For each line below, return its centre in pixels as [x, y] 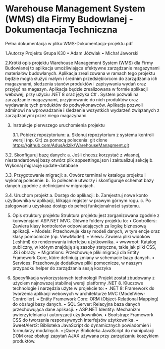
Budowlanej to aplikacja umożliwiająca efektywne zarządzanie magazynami [82, 68]
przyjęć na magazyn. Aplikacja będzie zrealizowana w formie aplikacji [76, 89]
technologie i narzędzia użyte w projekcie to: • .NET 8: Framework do [83, 288]
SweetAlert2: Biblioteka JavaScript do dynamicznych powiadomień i [82, 325]
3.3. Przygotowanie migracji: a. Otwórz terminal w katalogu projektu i [76, 175]
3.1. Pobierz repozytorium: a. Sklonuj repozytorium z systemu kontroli [83, 135]
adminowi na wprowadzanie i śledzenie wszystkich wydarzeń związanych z [82, 110]
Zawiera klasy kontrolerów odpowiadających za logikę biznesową [79, 226]
